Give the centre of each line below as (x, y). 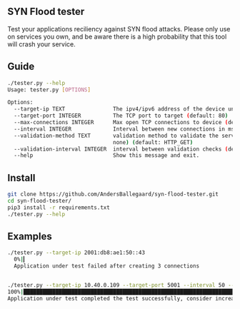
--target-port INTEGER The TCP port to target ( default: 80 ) (121, 116)
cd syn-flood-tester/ (40, 201)
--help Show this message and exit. (107, 156)
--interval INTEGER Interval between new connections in (119, 129)
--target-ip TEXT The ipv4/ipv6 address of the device (119, 109)
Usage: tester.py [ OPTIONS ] (49, 90)
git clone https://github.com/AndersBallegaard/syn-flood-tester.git (113, 194)
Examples (30, 236)
